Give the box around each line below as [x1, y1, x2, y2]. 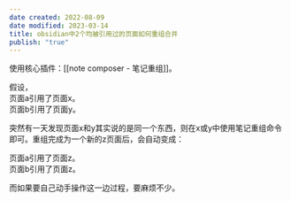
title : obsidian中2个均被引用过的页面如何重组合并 [9, 29, 179, 38]
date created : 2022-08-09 [9, 12, 104, 22]
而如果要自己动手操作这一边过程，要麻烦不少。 [9, 182, 180, 193]
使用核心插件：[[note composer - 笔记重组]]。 [9, 63, 177, 73]
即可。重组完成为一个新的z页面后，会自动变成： [9, 134, 184, 144]
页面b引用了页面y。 [9, 104, 81, 115]
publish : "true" [9, 37, 69, 47]
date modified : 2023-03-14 [9, 21, 109, 30]
